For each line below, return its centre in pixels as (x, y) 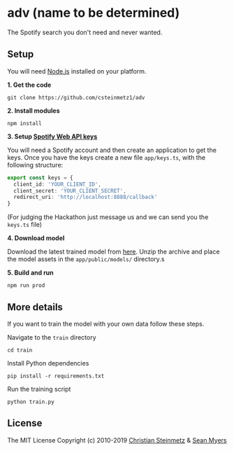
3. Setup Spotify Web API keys (52, 136)
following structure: (35, 165)
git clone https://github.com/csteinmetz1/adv (76, 97)
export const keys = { (40, 178)
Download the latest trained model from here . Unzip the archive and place (114, 252)
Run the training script (39, 389)
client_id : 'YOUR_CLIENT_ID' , (57, 184)
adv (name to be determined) (94, 13)
